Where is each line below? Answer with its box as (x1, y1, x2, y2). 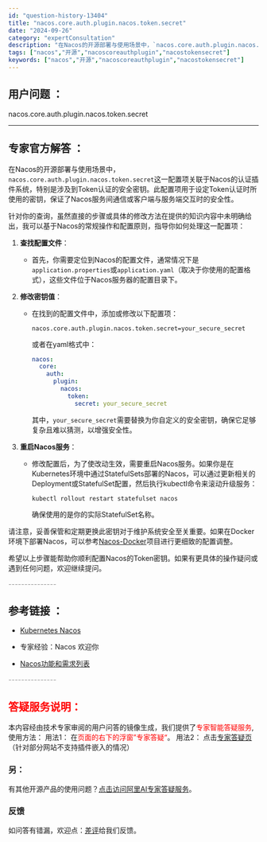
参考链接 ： (8, 604, 64, 618)
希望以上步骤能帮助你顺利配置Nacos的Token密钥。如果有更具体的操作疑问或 (8, 553, 258, 563)
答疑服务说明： (8, 700, 82, 713)
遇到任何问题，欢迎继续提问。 (8, 563, 106, 573)
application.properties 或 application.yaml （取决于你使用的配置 (31, 264, 244, 275)
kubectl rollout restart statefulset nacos (31, 494, 179, 502)
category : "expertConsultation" (8, 33, 115, 42)
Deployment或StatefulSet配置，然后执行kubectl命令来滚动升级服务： (31, 478, 257, 488)
